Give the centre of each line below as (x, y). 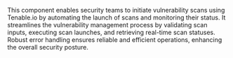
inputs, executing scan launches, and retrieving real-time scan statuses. (111, 32)
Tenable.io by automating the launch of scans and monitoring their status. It (116, 17)
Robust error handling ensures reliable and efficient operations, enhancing (115, 40)
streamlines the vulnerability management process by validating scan (107, 25)
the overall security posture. (48, 47)
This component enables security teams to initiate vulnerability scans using (116, 10)
